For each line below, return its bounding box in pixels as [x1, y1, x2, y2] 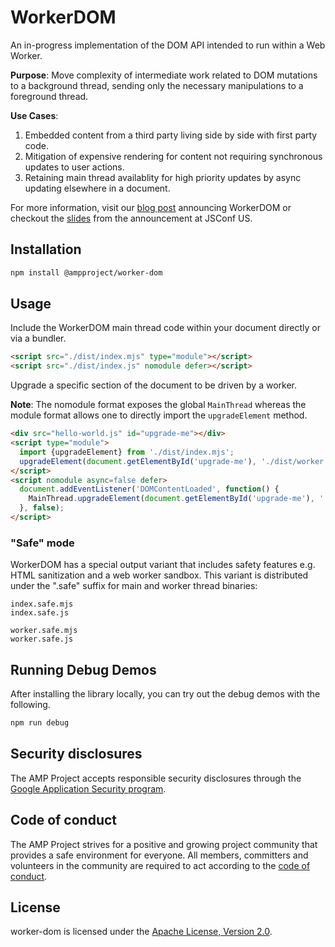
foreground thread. [10, 90, 89, 102]
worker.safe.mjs [10, 626, 78, 636]
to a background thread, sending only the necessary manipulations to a [10, 79, 304, 91]
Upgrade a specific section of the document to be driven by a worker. [10, 379, 297, 391]
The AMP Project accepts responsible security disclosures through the [10, 772, 302, 784]
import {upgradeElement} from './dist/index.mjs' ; [19, 447, 235, 457]
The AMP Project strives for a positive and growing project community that [10, 838, 318, 850]
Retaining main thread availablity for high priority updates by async [24, 171, 302, 183]
